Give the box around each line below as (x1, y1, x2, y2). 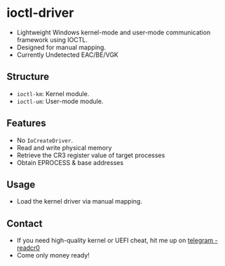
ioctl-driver (6, 5, 74, 21)
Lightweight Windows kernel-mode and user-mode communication (16, 28, 211, 36)
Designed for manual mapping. (16, 43, 107, 51)
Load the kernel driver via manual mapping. (16, 197, 143, 206)
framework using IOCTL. (16, 35, 88, 44)
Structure (6, 71, 50, 83)
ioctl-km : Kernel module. (16, 89, 90, 98)
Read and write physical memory (16, 143, 112, 152)
